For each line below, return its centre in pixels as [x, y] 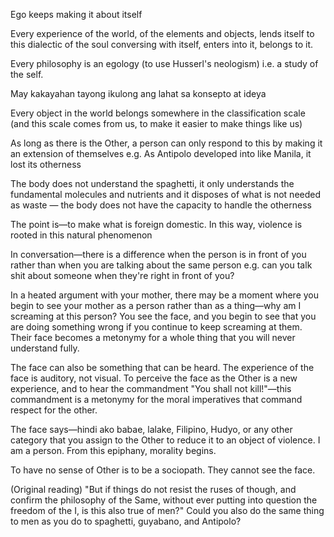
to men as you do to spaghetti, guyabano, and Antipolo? [126, 521]
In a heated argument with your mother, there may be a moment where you [164, 295]
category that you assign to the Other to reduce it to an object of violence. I [165, 440]
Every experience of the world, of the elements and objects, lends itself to [162, 33]
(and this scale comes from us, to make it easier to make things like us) [156, 123]
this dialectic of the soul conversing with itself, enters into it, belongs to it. [162, 44]
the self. [27, 74]
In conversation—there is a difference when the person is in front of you [158, 254]
